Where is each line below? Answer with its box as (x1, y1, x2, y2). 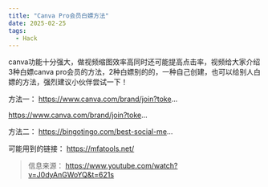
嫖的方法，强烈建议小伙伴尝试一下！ (8, 77, 128, 87)
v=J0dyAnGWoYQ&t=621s (27, 170, 115, 180)
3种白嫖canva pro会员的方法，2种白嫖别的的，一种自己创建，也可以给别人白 (8, 67, 261, 77)
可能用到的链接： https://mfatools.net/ (8, 144, 135, 153)
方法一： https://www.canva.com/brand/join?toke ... (8, 94, 178, 104)
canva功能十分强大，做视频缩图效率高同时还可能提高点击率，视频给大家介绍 (8, 57, 261, 67)
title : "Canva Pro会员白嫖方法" (8, 11, 110, 20)
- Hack (15, 34, 38, 43)
